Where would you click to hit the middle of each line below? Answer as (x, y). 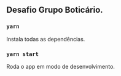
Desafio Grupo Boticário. (55, 10)
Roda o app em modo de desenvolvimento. (61, 66)
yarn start (22, 54)
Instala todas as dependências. (46, 39)
